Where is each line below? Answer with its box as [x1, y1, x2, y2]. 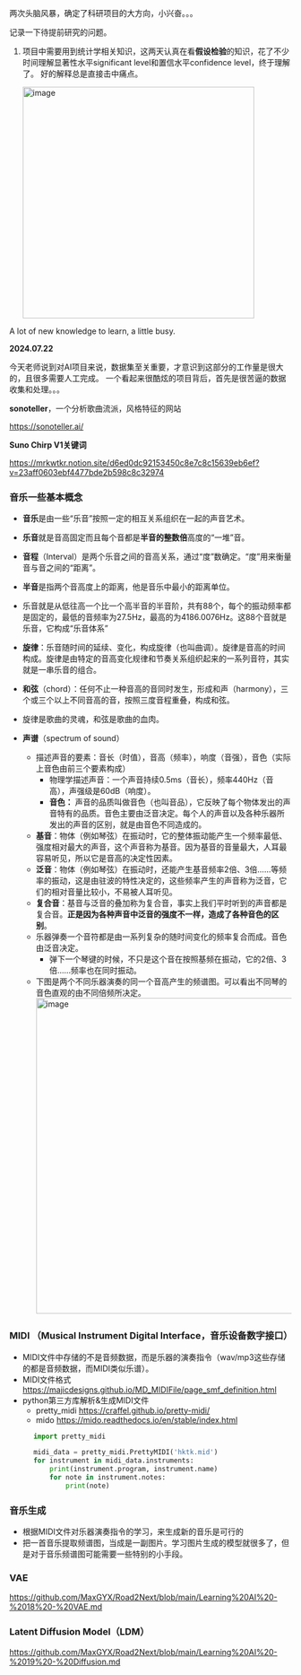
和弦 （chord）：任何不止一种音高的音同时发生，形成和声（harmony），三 [21, 684, 289, 694]
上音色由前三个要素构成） [35, 763, 131, 774]
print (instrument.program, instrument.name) [48, 1465, 219, 1474]
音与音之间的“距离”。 [21, 563, 101, 573]
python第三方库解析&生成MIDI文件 [21, 1394, 150, 1406]
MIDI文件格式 [21, 1374, 72, 1384]
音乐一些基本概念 [9, 491, 83, 503]
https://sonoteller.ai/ [9, 421, 84, 432]
